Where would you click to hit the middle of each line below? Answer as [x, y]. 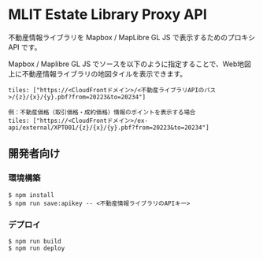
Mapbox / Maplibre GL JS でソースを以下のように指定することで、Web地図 [130, 64]
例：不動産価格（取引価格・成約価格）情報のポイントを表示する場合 [102, 112]
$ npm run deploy [37, 248]
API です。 [25, 47]
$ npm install [31, 195]
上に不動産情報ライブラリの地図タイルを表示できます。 [98, 73]
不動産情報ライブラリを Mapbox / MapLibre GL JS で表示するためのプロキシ [132, 37]
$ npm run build [35, 241]
